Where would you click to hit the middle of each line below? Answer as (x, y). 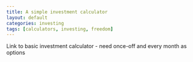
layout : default (27, 18)
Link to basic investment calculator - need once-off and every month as (97, 46)
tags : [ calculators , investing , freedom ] (60, 29)
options (16, 53)
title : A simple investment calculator (57, 12)
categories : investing (35, 23)
